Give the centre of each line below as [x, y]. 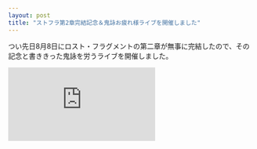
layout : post [29, 15]
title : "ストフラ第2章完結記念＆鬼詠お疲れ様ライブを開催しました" [105, 23]
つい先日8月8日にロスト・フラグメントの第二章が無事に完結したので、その [129, 46]
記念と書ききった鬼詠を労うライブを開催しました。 [90, 56]
